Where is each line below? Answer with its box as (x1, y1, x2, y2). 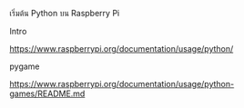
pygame (9, 61, 40, 72)
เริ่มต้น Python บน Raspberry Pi (9, 8, 120, 18)
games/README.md (9, 88, 86, 99)
